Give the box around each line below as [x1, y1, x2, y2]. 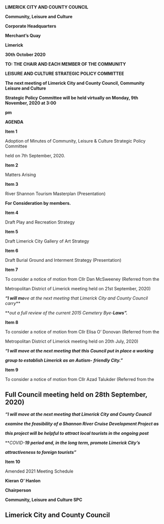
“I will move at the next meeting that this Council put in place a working [5, 348, 154, 353]
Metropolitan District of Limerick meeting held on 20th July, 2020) [5, 338, 139, 344]
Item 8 [5, 320, 19, 325]
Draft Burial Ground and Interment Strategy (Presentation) [5, 257, 121, 263]
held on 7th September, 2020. [5, 153, 65, 158]
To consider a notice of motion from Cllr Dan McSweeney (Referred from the [5, 276, 160, 282]
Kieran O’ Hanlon [5, 477, 41, 483]
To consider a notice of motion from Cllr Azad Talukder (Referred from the [5, 376, 154, 382]
